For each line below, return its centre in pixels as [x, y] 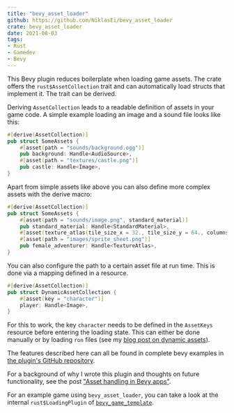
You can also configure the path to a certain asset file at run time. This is [111, 265]
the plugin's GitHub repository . [51, 361]
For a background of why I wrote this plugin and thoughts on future [103, 374]
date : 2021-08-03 [32, 33]
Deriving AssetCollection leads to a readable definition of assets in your [111, 107]
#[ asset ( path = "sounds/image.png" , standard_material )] [104, 220]
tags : [15, 40]
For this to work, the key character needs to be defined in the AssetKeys [110, 325]
